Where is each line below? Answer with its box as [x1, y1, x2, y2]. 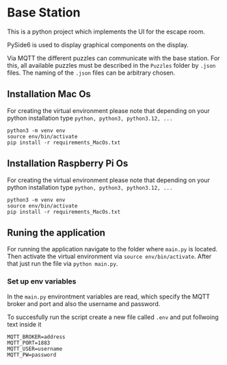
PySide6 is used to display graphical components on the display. [7, 40, 189, 49]
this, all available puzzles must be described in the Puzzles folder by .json [7, 61, 216, 69]
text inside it [7, 320, 42, 328]
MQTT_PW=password [7, 351, 57, 358]
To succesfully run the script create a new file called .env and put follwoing [7, 313, 219, 321]
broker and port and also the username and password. [7, 299, 161, 307]
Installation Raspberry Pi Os [7, 158, 129, 169]
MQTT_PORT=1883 [7, 339, 51, 347]
